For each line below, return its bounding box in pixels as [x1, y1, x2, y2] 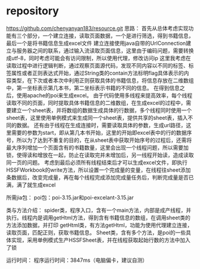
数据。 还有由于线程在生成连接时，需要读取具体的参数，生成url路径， [16, 121, 186, 129]
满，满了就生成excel [6, 181, 56, 188]
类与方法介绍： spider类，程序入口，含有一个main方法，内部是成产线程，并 [6, 206, 192, 214]
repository [6, 4, 60, 18]
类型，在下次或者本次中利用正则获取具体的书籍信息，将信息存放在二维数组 [11, 76, 194, 84]
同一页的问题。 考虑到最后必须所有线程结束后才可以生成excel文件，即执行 [6, 159, 187, 166]
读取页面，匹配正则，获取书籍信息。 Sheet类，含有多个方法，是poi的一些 [6, 228, 186, 236]
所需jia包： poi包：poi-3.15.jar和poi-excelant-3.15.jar [6, 194, 134, 201]
